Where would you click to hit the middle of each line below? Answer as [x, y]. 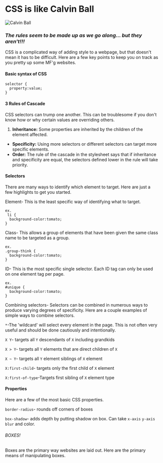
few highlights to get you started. [38, 192]
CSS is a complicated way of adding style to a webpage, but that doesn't [78, 52]
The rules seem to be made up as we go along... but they [74, 35]
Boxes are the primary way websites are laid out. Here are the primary [75, 450]
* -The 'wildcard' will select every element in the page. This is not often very [81, 325]
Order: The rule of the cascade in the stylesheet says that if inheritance [84, 154]
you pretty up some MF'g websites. [41, 63]
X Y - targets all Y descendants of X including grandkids [60, 339]
